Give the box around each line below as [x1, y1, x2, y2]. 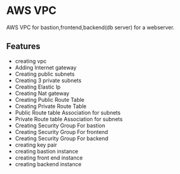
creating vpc [14, 57, 47, 64]
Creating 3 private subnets [14, 76, 82, 84]
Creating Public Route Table [14, 96, 85, 103]
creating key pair [14, 141, 57, 149]
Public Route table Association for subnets [14, 109, 121, 116]
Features [6, 41, 40, 52]
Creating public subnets [14, 70, 75, 78]
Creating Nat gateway [14, 89, 69, 97]
